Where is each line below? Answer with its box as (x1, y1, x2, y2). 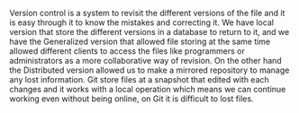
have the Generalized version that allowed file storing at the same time (9, 36, 271, 47)
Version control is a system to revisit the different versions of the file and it (9, 8, 285, 18)
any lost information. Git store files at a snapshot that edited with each (9, 74, 270, 84)
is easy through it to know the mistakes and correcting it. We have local (9, 17, 275, 28)
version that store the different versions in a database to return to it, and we (9, 27, 290, 37)
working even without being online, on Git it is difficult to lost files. (9, 93, 254, 104)
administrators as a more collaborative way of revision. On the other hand (9, 56, 282, 65)
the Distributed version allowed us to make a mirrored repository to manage (9, 65, 290, 75)
